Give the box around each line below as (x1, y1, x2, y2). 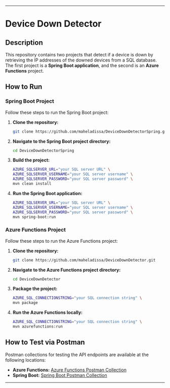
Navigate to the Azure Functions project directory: (12, 267, 121, 273)
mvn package (12, 300, 38, 305)
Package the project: (12, 285, 58, 292)
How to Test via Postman (5, 338, 85, 347)
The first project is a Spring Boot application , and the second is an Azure (5, 62, 159, 69)
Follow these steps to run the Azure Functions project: (5, 238, 118, 244)
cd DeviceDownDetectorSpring (12, 148, 74, 153)
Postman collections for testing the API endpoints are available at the (5, 351, 149, 358)
